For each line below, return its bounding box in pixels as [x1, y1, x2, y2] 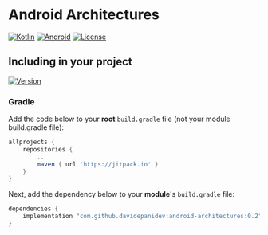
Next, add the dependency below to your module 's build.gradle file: [8, 190, 235, 199]
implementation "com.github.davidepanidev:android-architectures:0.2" [22, 213, 262, 221]
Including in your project [8, 55, 133, 69]
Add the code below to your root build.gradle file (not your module [8, 114, 231, 124]
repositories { [22, 145, 73, 153]
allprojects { [8, 138, 56, 147]
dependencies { [8, 205, 59, 213]
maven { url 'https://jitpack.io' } [37, 160, 159, 168]
